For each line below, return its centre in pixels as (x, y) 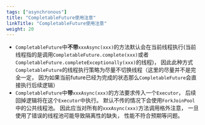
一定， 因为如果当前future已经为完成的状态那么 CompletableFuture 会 (106, 77)
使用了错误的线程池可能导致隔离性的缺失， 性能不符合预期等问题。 (99, 116)
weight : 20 (20, 29)
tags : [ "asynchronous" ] (37, 12)
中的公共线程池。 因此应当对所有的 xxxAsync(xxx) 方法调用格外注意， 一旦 (107, 108)
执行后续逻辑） (39, 85)
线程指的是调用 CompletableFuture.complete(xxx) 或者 (82, 55)
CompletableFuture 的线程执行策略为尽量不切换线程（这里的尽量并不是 (103, 70)
